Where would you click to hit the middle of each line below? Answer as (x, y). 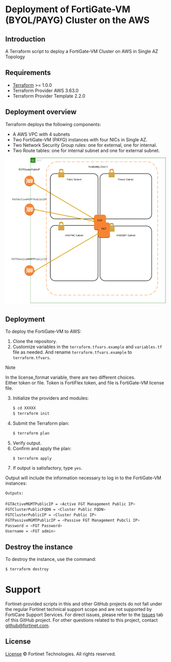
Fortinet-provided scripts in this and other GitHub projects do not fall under (84, 604)
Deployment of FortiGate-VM (68, 9)
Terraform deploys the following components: (53, 124)
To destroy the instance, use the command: (51, 559)
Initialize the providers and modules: (51, 398)
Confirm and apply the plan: (42, 448)
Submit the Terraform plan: (41, 423)
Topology (15, 57)
